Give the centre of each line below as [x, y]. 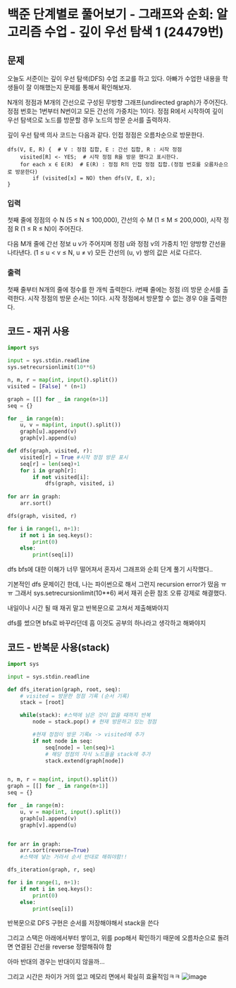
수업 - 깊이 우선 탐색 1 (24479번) [134, 32]
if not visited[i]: [61, 477]
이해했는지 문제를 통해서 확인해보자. [82, 87]
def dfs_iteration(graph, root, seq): [64, 689]
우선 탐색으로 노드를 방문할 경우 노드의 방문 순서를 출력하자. [89, 120]
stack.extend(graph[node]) [85, 761]
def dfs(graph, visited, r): [50, 451]
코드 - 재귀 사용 [38, 331]
